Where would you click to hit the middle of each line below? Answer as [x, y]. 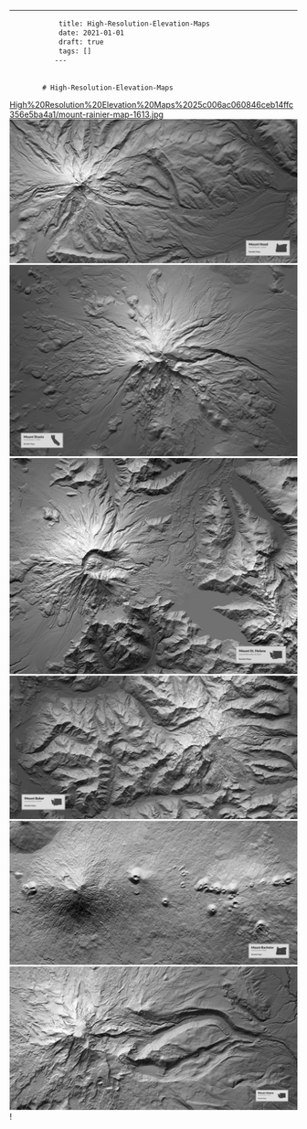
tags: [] [75, 51]
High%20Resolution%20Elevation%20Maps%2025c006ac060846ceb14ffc [152, 105]
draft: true [81, 42]
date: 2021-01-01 [91, 33]
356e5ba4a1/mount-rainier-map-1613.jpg [87, 114]
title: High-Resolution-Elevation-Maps [134, 24]
